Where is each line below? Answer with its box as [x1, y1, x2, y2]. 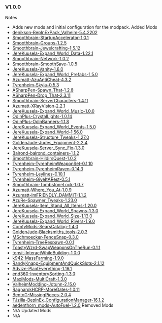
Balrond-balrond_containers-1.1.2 [12, 150, 80, 156]
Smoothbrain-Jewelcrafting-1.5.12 [12, 45, 81, 51]
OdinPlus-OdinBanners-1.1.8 [12, 119, 69, 124]
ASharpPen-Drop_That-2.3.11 [12, 92, 71, 98]
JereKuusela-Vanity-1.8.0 [12, 66, 64, 72]
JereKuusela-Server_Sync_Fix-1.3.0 [12, 145, 85, 151]
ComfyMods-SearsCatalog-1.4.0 [12, 224, 79, 230]
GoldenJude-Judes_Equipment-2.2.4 [12, 140, 88, 146]
